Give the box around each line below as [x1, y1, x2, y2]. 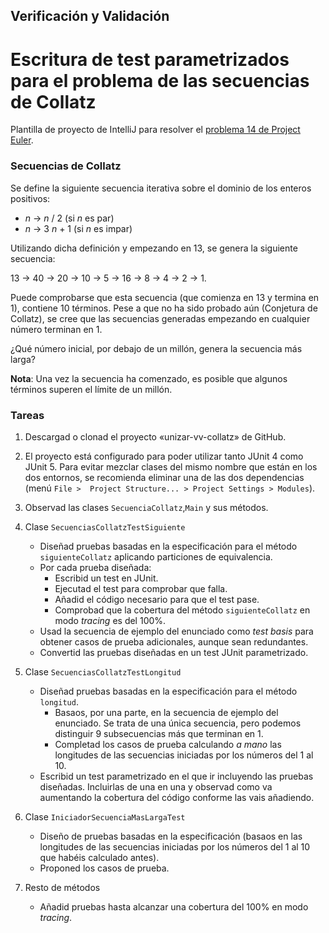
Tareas [10, 408, 45, 422]
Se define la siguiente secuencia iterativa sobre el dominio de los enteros [10, 182, 312, 194]
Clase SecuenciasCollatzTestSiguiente [24, 520, 186, 533]
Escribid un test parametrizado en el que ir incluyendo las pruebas [39, 770, 314, 782]
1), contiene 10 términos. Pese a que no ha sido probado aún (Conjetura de [10, 302, 318, 314]
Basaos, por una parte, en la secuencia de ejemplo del [54, 706, 279, 718]
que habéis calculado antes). [39, 851, 160, 863]
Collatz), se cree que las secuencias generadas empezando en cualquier [10, 312, 311, 324]
